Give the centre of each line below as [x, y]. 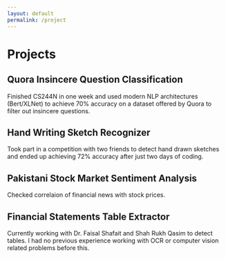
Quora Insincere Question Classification [95, 80]
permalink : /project [37, 20]
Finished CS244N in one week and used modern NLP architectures [103, 96]
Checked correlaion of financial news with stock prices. [86, 195]
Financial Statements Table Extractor [88, 217]
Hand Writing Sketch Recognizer [79, 132]
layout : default [30, 13]
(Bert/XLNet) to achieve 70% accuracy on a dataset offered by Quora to [110, 104]
